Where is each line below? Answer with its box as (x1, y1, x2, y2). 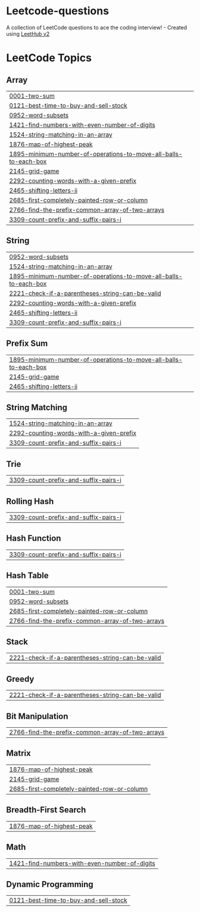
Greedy (6, 674, 35, 684)
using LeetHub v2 (6, 30, 50, 37)
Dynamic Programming (6, 879, 93, 889)
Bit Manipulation (6, 711, 68, 721)
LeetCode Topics (6, 51, 92, 65)
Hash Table (6, 570, 49, 581)
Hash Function (6, 533, 61, 544)
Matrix (6, 748, 31, 758)
